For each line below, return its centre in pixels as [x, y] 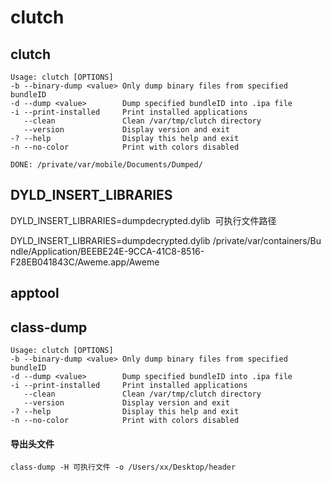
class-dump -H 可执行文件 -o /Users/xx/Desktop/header [123, 467]
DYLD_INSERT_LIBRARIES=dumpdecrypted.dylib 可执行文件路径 [143, 220]
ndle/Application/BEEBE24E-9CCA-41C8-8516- [107, 251]
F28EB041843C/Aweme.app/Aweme [85, 262]
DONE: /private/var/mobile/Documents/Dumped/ [106, 165]
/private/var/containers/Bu [267, 240]
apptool [35, 293]
